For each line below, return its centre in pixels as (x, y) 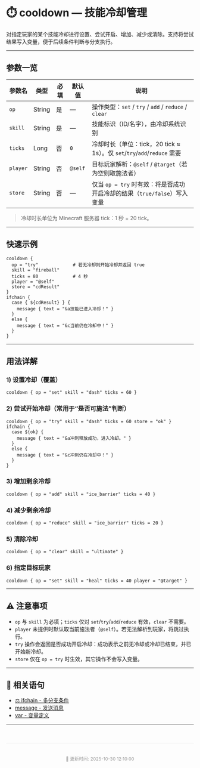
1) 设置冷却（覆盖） (34, 380)
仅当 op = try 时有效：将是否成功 (139, 184)
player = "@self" (33, 282)
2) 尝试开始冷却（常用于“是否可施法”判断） (68, 409)
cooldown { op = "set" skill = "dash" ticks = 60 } (71, 393)
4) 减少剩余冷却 (29, 510)
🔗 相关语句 (25, 685)
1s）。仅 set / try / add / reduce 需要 (137, 153)
